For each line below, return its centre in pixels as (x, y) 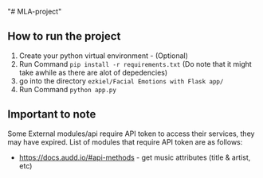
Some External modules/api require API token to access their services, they (131, 133)
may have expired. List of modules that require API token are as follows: (125, 141)
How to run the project (64, 36)
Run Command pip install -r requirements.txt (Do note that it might (135, 64)
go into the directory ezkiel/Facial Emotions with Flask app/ (121, 81)
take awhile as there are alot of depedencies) (93, 72)
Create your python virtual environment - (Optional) (104, 56)
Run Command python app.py (68, 89)
